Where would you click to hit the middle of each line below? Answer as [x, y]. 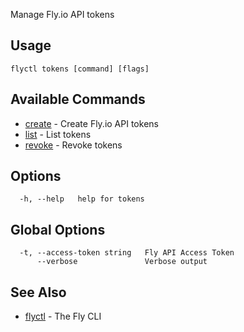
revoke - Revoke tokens [73, 145]
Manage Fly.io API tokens [62, 14]
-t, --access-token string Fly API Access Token [127, 253]
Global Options [58, 229]
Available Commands [78, 99]
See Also [38, 292]
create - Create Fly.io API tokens [91, 123]
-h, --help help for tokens [82, 199]
